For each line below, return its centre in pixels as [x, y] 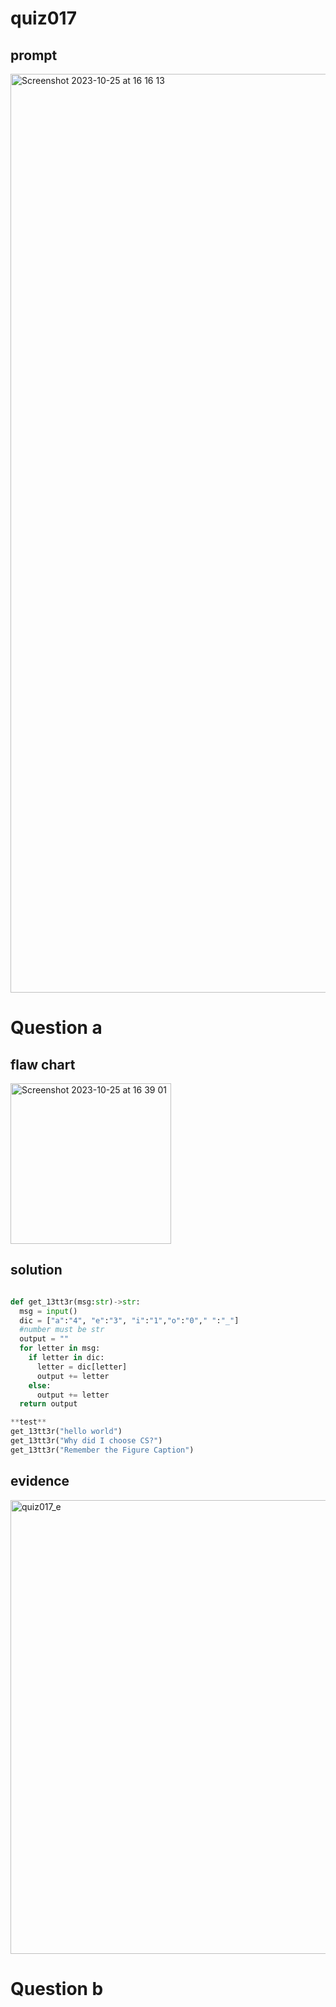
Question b [57, 1988]
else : [40, 1385]
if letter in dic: [66, 1358]
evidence [40, 1481]
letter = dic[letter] [82, 1367]
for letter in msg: [60, 1348]
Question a [56, 1028]
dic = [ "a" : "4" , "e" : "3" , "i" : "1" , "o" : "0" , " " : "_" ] [129, 1320]
